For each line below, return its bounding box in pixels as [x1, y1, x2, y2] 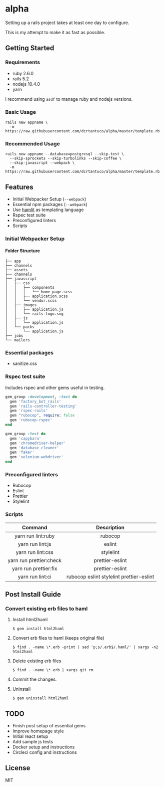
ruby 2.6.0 [12, 70, 34, 76]
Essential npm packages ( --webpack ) [12, 202, 87, 208]
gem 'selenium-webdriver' [9, 455, 64, 460]
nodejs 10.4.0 [12, 81, 40, 87]
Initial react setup [12, 733, 48, 739]
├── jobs [5, 333, 23, 338]
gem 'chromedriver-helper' [9, 441, 66, 446]
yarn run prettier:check [7, 557, 61, 564]
